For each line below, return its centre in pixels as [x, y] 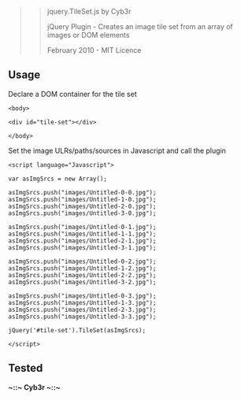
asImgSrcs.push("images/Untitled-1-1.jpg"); [82, 234]
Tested [26, 368]
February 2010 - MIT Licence [94, 50]
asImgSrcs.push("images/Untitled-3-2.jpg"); [82, 282]
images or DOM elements [88, 35]
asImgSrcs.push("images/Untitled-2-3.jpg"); [82, 309]
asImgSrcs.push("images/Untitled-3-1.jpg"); [82, 247]
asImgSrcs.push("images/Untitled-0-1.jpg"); [82, 227]
